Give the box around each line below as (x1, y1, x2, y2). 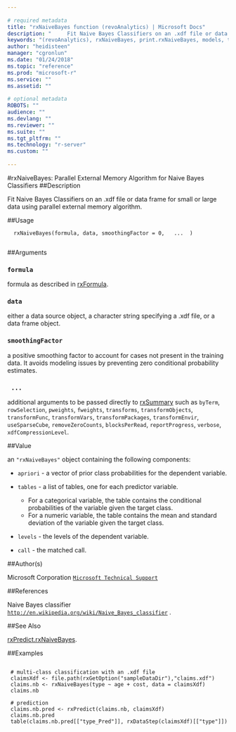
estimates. (7, 366, 37, 374)
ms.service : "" (7, 75, 52, 83)
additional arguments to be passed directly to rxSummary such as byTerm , (7, 398, 220, 407)
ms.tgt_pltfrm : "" (7, 135, 61, 142)
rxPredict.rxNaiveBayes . (7, 635, 77, 644)
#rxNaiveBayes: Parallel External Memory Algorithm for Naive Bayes (7, 173, 205, 182)
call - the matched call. (17, 546, 87, 554)
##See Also (7, 621, 41, 631)
